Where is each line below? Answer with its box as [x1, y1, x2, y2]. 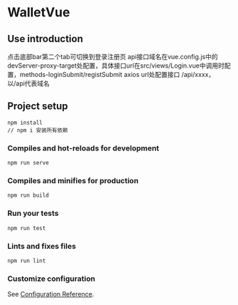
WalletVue [7, 4, 70, 21]
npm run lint [7, 257, 46, 264]
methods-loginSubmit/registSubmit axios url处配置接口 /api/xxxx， [19, 71, 215, 78]
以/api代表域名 [7, 79, 50, 88]
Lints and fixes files [7, 241, 77, 251]
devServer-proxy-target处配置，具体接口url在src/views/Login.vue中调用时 [7, 61, 225, 70]
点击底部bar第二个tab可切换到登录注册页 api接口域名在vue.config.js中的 [7, 53, 218, 61]
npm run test [7, 224, 46, 232]
